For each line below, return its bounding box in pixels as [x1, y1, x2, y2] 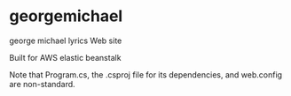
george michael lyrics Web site [9, 35, 122, 46]
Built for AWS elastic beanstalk [9, 52, 122, 63]
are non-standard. [9, 78, 75, 89]
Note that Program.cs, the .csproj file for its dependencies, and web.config [9, 69, 282, 80]
